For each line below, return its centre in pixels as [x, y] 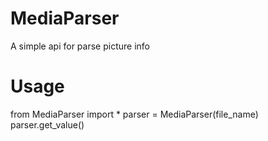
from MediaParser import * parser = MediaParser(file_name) [134, 114]
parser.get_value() [47, 124]
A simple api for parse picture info [80, 46]
